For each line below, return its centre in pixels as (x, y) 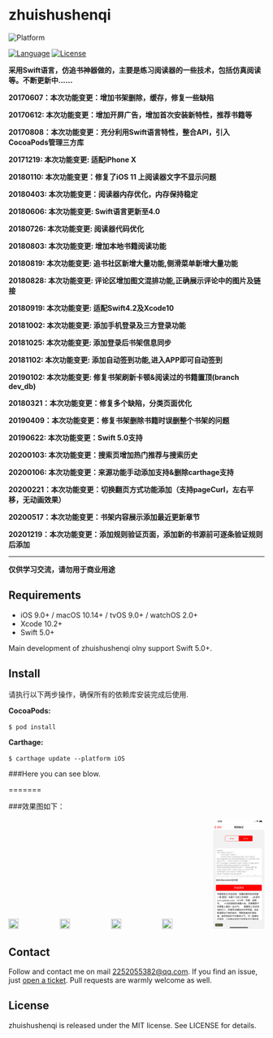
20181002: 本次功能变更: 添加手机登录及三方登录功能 (97, 325)
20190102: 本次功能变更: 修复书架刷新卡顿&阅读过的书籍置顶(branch (124, 377)
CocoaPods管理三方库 (46, 142)
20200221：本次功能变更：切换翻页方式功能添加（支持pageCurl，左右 (128, 489)
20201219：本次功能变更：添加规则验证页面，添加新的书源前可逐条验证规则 (136, 534)
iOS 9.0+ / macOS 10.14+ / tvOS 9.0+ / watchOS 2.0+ (109, 615)
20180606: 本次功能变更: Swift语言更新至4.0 (84, 211)
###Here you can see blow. (54, 774)
